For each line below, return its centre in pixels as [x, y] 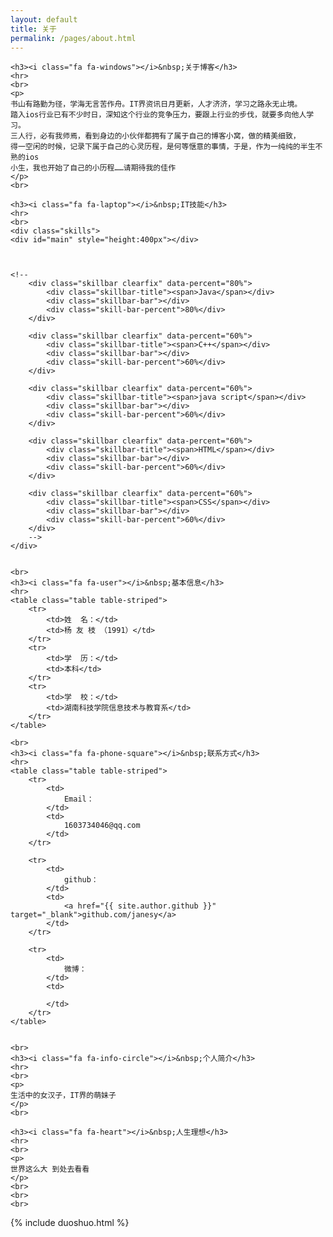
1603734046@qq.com [102, 826]
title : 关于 [33, 29]
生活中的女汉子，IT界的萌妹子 [63, 1096]
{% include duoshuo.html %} [70, 1223]
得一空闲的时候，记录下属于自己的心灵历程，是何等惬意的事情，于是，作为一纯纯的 [155, 147]
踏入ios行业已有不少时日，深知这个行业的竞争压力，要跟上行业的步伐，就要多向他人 [158, 115]
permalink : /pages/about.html [73, 38]
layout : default [44, 19]
